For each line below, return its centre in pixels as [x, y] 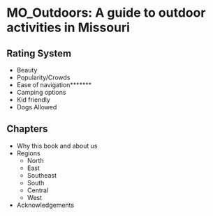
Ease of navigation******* [54, 85]
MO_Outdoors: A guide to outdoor [106, 13]
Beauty [27, 70]
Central [38, 190]
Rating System [39, 53]
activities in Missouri [68, 28]
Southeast [42, 175]
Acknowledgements [45, 205]
